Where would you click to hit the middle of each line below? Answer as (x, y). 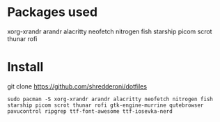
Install (25, 67)
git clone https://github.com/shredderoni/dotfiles (77, 86)
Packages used (53, 12)
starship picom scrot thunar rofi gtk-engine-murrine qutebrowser (105, 105)
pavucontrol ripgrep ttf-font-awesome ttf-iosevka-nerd (90, 111)
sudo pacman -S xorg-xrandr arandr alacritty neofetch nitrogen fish (110, 99)
